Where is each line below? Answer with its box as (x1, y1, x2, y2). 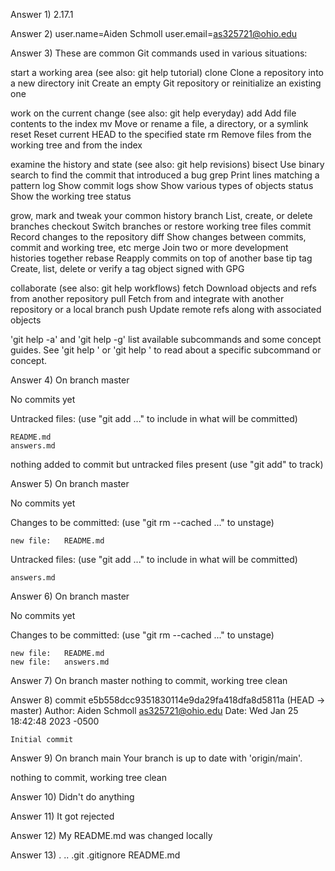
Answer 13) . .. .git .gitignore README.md (10, 849, 181, 861)
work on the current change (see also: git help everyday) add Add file (10, 107, 297, 119)
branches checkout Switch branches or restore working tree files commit (10, 220, 312, 232)
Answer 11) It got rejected (10, 810, 115, 822)
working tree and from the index (10, 139, 143, 151)
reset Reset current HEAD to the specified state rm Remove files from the (10, 129, 312, 140)
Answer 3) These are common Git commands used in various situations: (10, 47, 308, 59)
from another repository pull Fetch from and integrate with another (10, 293, 285, 304)
